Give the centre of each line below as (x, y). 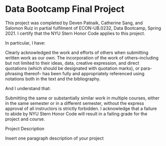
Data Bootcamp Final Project (65, 9)
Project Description (25, 128)
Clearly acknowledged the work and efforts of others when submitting (77, 52)
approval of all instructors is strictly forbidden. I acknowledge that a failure (81, 108)
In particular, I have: (25, 43)
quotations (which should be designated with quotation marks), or (72, 68)
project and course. (25, 119)
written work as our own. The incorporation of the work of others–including (82, 57)
